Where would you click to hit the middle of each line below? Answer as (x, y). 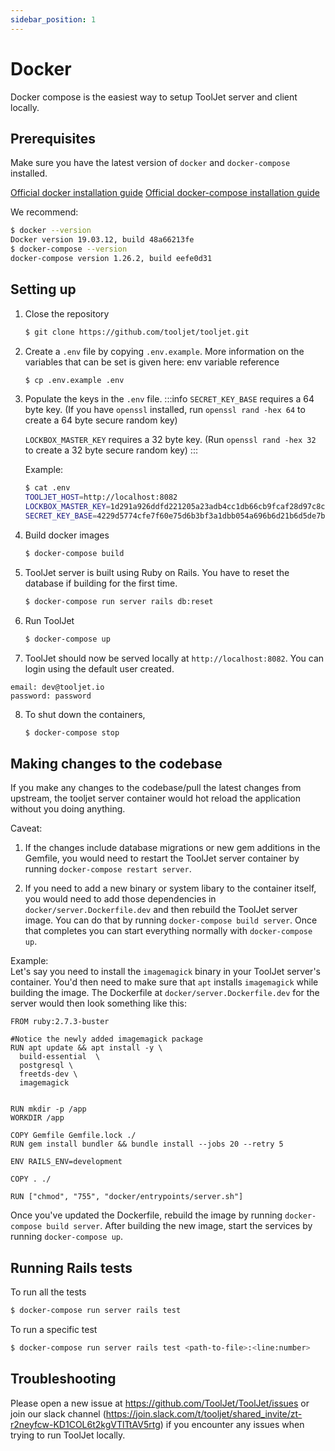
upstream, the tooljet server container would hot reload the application (155, 798)
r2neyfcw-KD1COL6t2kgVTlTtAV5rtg (85, 1424)
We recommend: (44, 212)
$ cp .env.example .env (74, 380)
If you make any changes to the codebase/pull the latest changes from (156, 788)
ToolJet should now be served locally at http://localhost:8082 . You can (174, 658)
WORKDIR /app (37, 1118)
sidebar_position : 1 (53, 19)
